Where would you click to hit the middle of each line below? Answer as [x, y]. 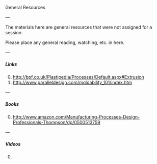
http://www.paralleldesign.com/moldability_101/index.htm [72, 82]
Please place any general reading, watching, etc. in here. [65, 42]
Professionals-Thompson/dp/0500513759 [57, 122]
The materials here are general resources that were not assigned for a [79, 27]
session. [14, 32]
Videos [13, 144]
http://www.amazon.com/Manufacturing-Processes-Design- [76, 116]
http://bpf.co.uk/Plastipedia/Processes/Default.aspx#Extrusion [78, 77]
